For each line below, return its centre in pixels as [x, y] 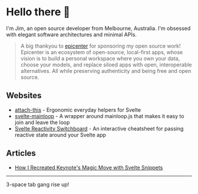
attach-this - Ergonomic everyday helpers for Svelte [78, 110]
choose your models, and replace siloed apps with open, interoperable [106, 65]
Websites [24, 96]
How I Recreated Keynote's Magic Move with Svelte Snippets [89, 168]
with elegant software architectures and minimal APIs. [72, 34]
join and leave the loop [42, 122]
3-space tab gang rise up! [38, 184]
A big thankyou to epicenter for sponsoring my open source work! [100, 46]
